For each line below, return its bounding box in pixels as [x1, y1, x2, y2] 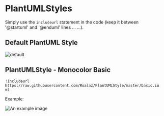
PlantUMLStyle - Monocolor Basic [5, 66, 111, 74]
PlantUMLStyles [5, 3, 73, 14]
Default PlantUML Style [5, 39, 78, 47]
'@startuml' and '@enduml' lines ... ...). [5, 24, 84, 30]
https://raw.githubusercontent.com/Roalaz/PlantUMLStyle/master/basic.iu [5, 83, 160, 88]
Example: [5, 96, 24, 102]
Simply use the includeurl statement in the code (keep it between [5, 19, 139, 25]
